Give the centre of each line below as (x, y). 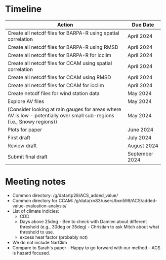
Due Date (143, 25)
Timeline (23, 9)
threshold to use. (37, 232)
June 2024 (141, 130)
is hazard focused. (31, 253)
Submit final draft (28, 157)
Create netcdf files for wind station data (54, 93)
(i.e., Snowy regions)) (33, 122)
